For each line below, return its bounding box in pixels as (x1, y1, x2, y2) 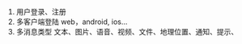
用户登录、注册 (15, 7, 66, 16)
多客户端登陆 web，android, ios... (15, 17, 128, 26)
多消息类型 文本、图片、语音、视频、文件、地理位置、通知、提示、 (15, 27, 239, 36)
